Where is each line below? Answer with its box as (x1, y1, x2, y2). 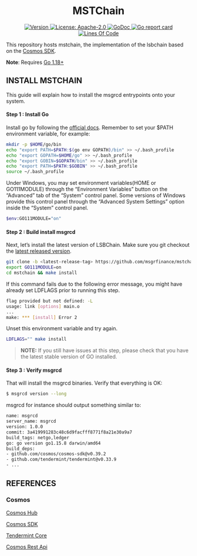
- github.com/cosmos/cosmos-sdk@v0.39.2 (6, 451, 107, 457)
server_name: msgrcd (6, 418, 57, 425)
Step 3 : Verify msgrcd (6, 367, 62, 374)
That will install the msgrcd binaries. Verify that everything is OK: (6, 379, 162, 387)
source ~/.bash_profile (6, 169, 64, 175)
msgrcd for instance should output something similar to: (6, 402, 141, 409)
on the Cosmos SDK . (6, 47, 57, 54)
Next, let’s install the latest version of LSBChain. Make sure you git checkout (6, 242, 190, 249)
